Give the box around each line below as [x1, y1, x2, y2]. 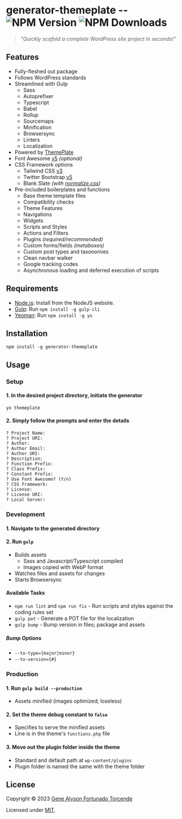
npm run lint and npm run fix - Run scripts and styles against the [14, 603, 173, 610]
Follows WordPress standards [14, 74, 86, 81]
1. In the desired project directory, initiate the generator [6, 392, 143, 399]
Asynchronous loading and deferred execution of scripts [23, 267, 159, 274]
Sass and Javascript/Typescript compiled [23, 557, 124, 565]
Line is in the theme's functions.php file [14, 730, 110, 737]
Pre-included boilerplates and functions [14, 185, 110, 193]
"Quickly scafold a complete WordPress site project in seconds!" [20, 35, 176, 42]
